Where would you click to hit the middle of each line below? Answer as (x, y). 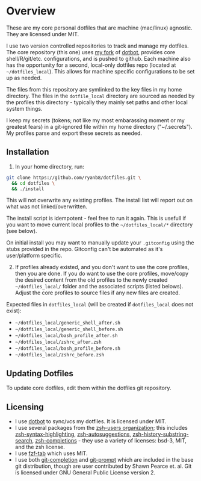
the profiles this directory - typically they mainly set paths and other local (97, 102)
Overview (31, 11)
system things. (24, 108)
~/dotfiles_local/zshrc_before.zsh (60, 355)
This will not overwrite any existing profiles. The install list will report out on (100, 200)
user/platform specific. (34, 256)
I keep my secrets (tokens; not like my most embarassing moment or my (95, 120)
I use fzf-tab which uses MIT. (51, 453)
